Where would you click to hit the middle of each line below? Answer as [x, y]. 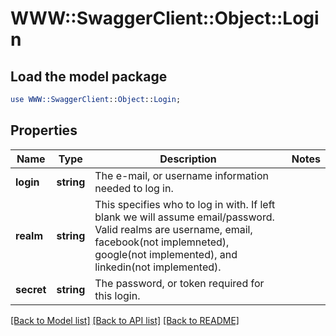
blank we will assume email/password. [184, 217]
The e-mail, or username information [181, 175]
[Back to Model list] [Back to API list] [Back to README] [125, 320]
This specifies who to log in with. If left [185, 204]
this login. [117, 295]
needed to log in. [134, 188]
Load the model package [89, 76]
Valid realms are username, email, [173, 229]
